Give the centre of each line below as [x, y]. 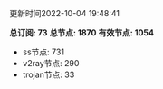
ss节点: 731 [43, 52]
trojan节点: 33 [48, 74]
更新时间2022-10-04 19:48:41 [65, 13]
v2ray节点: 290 [51, 63]
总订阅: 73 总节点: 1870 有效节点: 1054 [81, 33]
